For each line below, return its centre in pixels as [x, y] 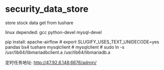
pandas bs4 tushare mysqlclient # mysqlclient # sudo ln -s [65, 47]
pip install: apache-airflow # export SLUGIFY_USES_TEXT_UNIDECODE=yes [82, 42]
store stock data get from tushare [39, 23]
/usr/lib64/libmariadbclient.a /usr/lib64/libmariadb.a [58, 52]
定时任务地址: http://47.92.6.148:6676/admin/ [51, 62]
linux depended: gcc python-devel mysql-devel [54, 32]
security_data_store [47, 9]
